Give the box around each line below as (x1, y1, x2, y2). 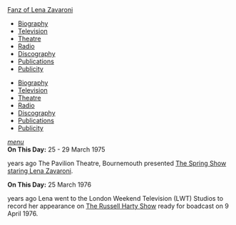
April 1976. (7, 209, 39, 218)
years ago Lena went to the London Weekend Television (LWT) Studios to (7, 194, 223, 202)
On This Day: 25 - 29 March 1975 (7, 145, 106, 154)
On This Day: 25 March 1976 (7, 180, 91, 189)
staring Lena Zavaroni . (7, 167, 73, 175)
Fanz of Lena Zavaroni (7, 6, 73, 14)
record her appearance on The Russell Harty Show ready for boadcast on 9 (7, 202, 230, 210)
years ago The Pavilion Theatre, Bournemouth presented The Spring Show (7, 159, 227, 167)
